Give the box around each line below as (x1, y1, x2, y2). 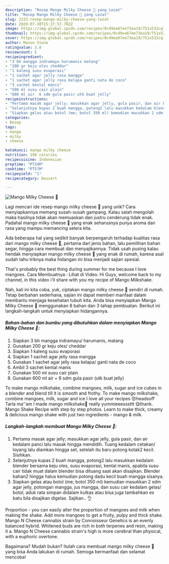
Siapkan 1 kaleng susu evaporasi (12, 348, 80, 354)
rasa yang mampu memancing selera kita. (5, 225, 92, 231)
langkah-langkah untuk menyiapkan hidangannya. (5, 308, 109, 314)
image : (5, 26, 19, 31)
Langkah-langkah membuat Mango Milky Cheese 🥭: (5, 423, 117, 429)
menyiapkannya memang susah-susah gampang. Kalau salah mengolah (5, 209, 154, 215)
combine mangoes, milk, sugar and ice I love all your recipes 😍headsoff (5, 396, 155, 402)
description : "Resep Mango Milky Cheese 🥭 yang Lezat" (5, 7, 123, 13)
